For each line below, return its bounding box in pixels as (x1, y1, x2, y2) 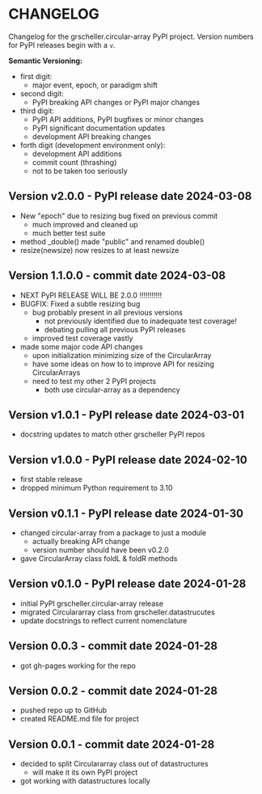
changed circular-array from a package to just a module (19, 528, 207, 538)
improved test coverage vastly (32, 333, 133, 343)
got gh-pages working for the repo (19, 661, 136, 670)
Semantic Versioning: (8, 56, 83, 65)
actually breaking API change (32, 537, 130, 546)
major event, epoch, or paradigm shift (32, 80, 158, 90)
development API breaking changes (32, 131, 151, 141)
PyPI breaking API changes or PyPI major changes (32, 97, 201, 107)
